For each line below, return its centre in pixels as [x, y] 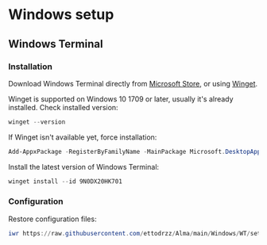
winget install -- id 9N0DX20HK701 [66, 181]
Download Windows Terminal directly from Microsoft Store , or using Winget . [133, 83]
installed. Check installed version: [63, 107]
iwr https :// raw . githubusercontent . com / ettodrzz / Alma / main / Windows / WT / [129, 233]
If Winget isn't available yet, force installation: [83, 137]
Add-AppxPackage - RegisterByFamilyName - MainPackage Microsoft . [117, 151]
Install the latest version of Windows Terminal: [84, 167]
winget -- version [37, 122]
